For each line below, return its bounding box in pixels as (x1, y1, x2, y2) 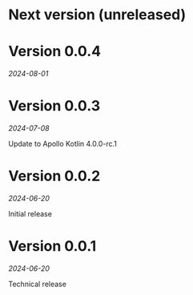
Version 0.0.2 (8, 167, 101, 185)
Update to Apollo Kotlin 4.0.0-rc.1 (8, 139, 118, 149)
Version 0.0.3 (8, 97, 101, 115)
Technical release (8, 279, 66, 289)
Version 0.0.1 (8, 237, 97, 256)
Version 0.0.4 (8, 42, 102, 61)
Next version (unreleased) (8, 6, 187, 24)
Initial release (8, 209, 52, 218)
